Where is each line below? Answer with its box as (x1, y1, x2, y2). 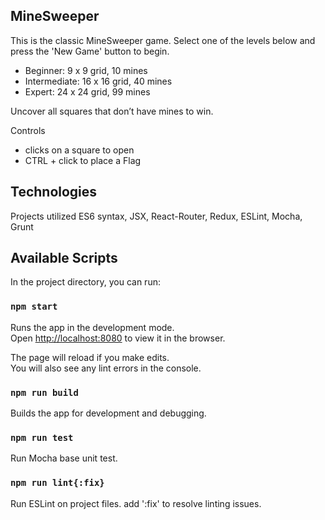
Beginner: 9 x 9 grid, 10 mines (24, 64, 148, 76)
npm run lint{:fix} (10, 477, 105, 489)
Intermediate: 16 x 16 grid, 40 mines (24, 75, 173, 87)
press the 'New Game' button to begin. (10, 45, 170, 57)
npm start (10, 301, 58, 313)
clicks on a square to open (24, 144, 135, 156)
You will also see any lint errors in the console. (10, 362, 202, 374)
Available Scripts (10, 250, 118, 267)
